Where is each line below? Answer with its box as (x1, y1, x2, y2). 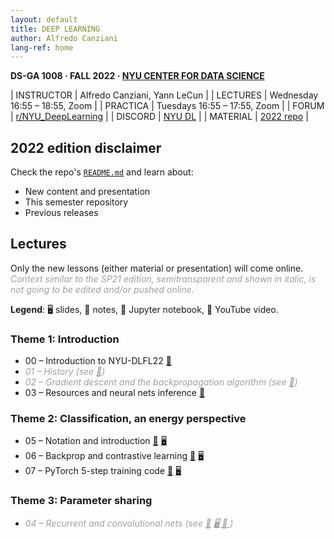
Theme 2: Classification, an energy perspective (10, 412, 247, 426)
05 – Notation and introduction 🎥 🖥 (24, 435, 167, 447)
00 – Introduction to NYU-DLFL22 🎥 (24, 355, 172, 367)
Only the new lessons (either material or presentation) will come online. (10, 262, 304, 274)
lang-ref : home (10, 42, 74, 53)
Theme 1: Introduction (10, 332, 120, 346)
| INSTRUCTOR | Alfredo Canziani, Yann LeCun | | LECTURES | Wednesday (10, 89, 319, 101)
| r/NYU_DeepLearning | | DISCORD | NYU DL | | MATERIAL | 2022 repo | (10, 111, 309, 123)
